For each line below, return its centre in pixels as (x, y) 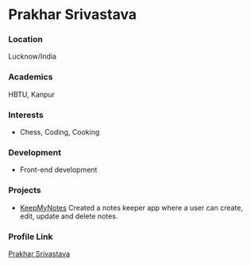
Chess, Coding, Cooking (60, 132)
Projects (25, 190)
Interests (26, 115)
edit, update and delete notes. (69, 216)
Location (26, 40)
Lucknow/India (33, 56)
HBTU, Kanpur (32, 94)
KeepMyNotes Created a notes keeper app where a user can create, (131, 207)
